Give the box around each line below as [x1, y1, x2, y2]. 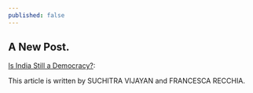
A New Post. [8, 41, 70, 54]
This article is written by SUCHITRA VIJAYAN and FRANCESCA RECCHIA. [8, 76, 246, 86]
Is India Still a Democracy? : [8, 61, 96, 70]
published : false [8, 11, 65, 20]
